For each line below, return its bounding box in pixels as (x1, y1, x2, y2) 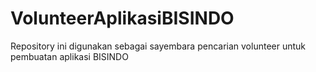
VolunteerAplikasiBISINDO (10, 7, 235, 30)
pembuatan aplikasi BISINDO (10, 50, 129, 62)
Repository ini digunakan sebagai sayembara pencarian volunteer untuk (10, 40, 307, 52)
